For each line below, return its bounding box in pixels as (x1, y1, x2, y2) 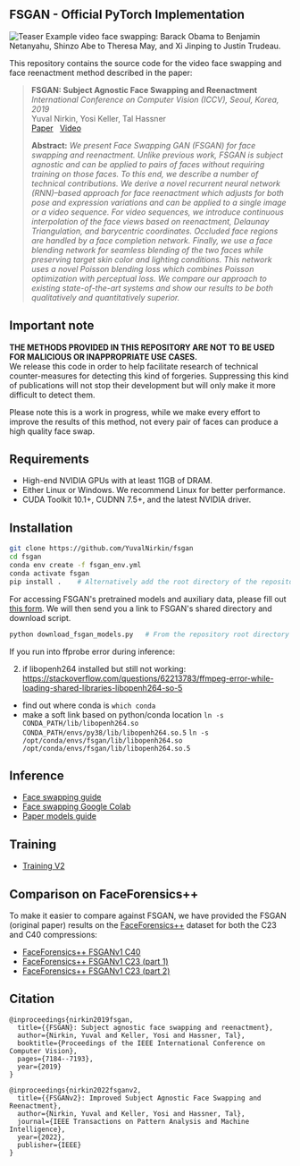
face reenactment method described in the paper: (9, 67, 193, 78)
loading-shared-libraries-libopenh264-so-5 (21, 682, 183, 693)
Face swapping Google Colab (21, 801, 131, 813)
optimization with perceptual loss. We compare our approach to (30, 273, 268, 284)
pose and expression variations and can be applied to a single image (30, 197, 287, 208)
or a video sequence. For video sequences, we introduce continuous (30, 206, 284, 217)
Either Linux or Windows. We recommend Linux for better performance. (21, 485, 286, 496)
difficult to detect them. (9, 389, 96, 400)
